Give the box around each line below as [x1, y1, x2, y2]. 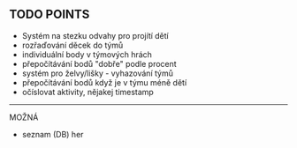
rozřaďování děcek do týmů [21, 40, 124, 50]
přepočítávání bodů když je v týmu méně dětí [21, 77, 187, 87]
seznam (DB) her [21, 129, 84, 139]
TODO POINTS [9, 7, 90, 22]
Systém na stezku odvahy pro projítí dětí [21, 30, 170, 41]
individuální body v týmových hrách [21, 48, 153, 60]
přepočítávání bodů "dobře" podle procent [21, 58, 177, 69]
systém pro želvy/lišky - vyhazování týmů [21, 68, 174, 78]
